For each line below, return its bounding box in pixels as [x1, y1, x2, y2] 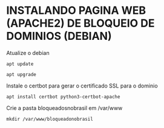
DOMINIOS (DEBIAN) [6, 30, 112, 43]
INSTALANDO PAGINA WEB [6, 4, 146, 18]
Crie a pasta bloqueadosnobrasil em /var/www [6, 104, 123, 112]
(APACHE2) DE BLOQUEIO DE [6, 16, 156, 30]
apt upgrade [6, 71, 36, 77]
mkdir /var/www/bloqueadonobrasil [6, 116, 94, 122]
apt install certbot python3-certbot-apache [6, 94, 120, 100]
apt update [6, 61, 34, 67]
